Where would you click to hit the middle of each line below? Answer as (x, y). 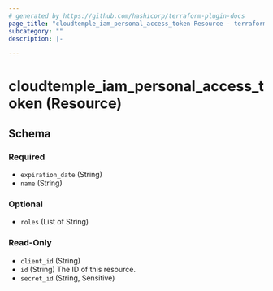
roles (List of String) (54, 222)
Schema (30, 134)
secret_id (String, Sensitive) (67, 278)
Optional (26, 204)
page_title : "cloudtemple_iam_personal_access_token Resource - (119, 24)
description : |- (36, 39)
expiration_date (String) (61, 174)
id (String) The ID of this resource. (78, 269)
